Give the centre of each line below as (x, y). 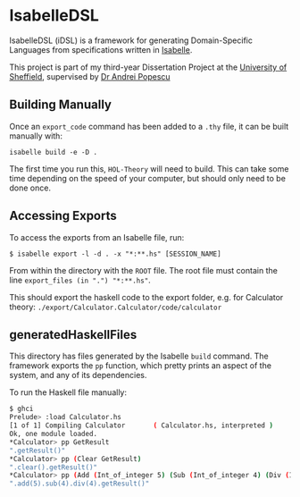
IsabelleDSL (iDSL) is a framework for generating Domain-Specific (131, 40)
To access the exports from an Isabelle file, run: (97, 237)
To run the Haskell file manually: (68, 392)
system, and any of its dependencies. (78, 375)
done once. (30, 188)
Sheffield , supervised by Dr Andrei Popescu (90, 76)
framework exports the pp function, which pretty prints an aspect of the (141, 366)
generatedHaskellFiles (73, 335)
